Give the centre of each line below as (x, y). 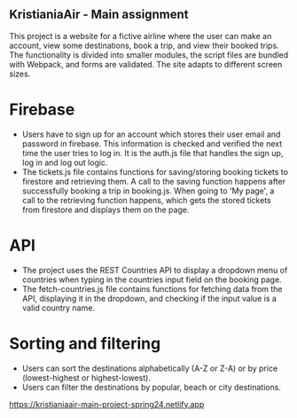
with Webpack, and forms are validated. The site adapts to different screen (146, 64)
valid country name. (59, 308)
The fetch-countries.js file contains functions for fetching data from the (152, 288)
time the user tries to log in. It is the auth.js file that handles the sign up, (152, 153)
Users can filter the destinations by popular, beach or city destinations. (152, 387)
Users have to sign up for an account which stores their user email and (151, 134)
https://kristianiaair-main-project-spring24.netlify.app (107, 404)
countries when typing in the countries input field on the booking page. (152, 280)
